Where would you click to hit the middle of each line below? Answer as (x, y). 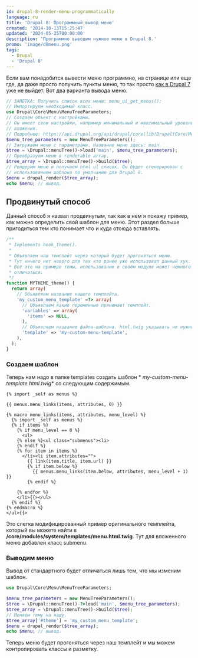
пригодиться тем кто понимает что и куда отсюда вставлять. (83, 228)
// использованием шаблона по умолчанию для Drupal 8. (75, 172)
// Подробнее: (24, 134)
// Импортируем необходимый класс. (50, 107)
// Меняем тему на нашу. (37, 615)
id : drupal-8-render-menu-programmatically (60, 12)
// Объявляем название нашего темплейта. (68, 294)
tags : (13, 50)
